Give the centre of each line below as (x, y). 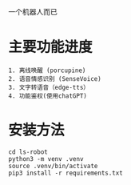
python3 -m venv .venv (46, 159)
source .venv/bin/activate (53, 166)
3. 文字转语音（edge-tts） (49, 87)
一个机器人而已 (33, 12)
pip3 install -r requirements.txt (66, 173)
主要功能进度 (51, 47)
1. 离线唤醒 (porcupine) (47, 70)
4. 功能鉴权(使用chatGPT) (48, 96)
